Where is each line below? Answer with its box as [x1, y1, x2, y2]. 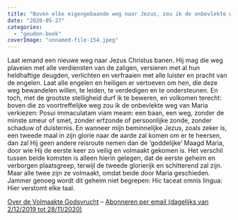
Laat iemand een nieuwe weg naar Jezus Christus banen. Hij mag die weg [7, 56, 223, 64]
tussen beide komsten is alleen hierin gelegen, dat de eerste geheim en [7, 154, 216, 163]
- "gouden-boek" [13, 30, 62, 37]
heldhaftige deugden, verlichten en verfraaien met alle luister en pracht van [7, 71, 227, 80]
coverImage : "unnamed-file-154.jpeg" [7, 37, 119, 44]
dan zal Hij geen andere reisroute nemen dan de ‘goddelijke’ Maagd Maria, [7, 139, 225, 147]
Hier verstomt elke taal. [7, 184, 76, 192]
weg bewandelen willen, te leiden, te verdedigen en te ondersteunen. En [7, 86, 218, 95]
